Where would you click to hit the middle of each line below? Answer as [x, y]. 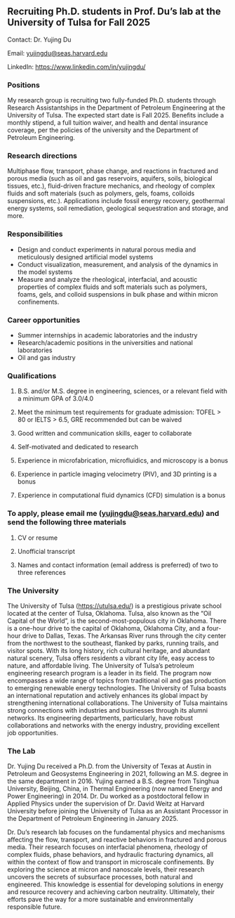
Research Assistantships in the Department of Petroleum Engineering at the [116, 108]
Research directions [42, 156]
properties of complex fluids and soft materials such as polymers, [112, 287]
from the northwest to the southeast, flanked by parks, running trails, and [113, 643]
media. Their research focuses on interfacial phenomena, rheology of [108, 847]
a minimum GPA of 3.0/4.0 [55, 399]
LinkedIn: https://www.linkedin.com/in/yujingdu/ [76, 67]
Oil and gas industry [46, 357]
